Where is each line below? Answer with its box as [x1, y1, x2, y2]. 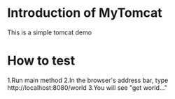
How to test [7, 53, 76, 69]
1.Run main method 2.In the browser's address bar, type [7, 76, 169, 84]
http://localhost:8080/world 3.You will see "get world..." [7, 83, 168, 92]
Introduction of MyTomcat [7, 5, 162, 21]
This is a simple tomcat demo [7, 28, 92, 37]
